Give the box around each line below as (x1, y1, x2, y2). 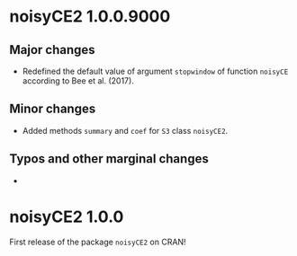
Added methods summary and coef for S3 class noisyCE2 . (22, 125, 229, 136)
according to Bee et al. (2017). (22, 75, 135, 86)
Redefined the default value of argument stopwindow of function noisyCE (22, 66, 289, 76)
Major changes (9, 42, 96, 57)
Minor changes (9, 102, 96, 117)
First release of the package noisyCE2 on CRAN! (9, 236, 186, 247)
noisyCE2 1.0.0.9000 (9, 6, 171, 27)
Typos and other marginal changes (9, 151, 209, 167)
